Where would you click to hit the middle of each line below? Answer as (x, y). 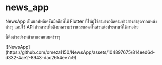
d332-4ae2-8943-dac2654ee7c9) (41, 57)
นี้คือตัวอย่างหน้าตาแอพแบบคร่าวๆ (33, 37)
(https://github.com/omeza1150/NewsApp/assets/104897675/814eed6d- (80, 52)
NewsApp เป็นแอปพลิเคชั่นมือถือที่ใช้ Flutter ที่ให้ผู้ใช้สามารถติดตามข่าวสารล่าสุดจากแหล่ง (81, 21)
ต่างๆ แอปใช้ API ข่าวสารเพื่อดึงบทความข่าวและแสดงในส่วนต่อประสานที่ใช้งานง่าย (72, 27)
